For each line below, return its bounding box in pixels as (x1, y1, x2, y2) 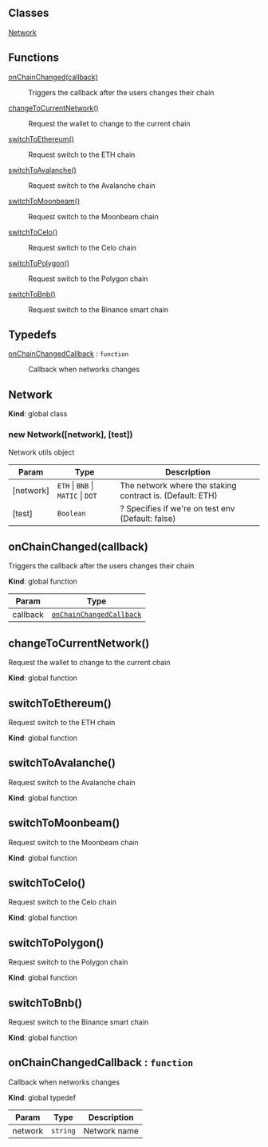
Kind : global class (8, 409, 68, 419)
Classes (8, 6, 49, 20)
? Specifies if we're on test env (119, 503, 235, 514)
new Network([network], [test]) (8, 429, 133, 440)
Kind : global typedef (8, 1093, 77, 1102)
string (50, 1126, 76, 1135)
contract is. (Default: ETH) (119, 490, 218, 501)
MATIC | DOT (57, 490, 97, 501)
